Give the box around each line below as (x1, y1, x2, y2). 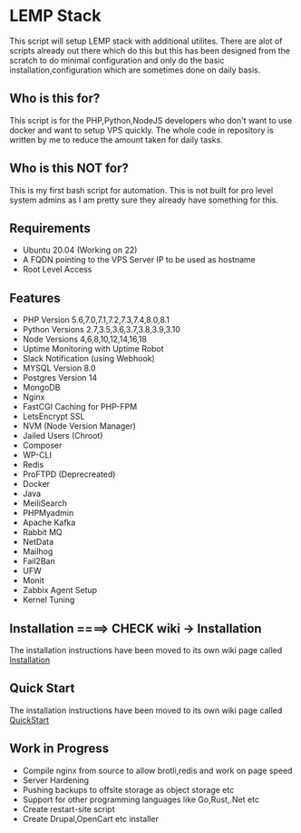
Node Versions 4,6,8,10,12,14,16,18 (22, 333, 148, 345)
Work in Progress (9, 741, 110, 757)
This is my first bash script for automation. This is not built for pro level (9, 184, 274, 195)
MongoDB (22, 382, 61, 393)
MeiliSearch (22, 498, 68, 509)
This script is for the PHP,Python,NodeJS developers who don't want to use (9, 114, 293, 125)
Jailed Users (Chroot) (22, 431, 103, 441)
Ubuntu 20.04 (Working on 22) (22, 244, 138, 255)
